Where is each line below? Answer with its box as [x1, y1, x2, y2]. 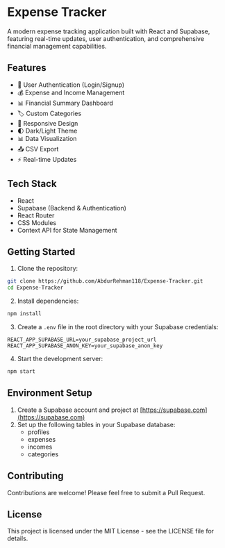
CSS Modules [17, 218, 57, 226]
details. [7, 534, 28, 542]
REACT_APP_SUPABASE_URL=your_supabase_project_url [7, 336, 157, 343]
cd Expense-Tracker [7, 284, 64, 292]
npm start [7, 368, 36, 375]
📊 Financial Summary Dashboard [17, 99, 113, 107]
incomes [27, 442, 53, 451]
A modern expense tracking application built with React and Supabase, [7, 27, 210, 35]
